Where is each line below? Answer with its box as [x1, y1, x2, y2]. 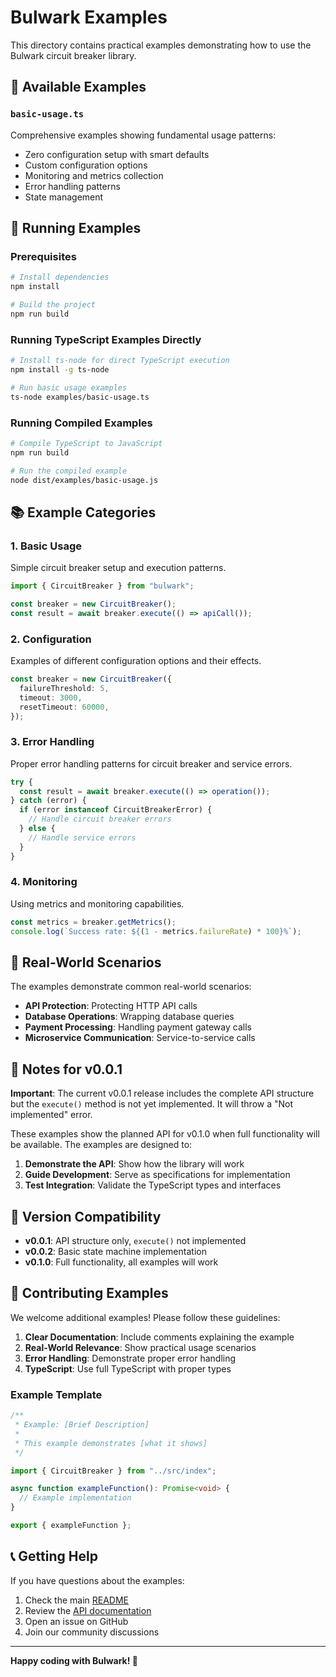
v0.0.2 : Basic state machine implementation [24, 1246, 207, 1258]
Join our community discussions [24, 1626, 160, 1638]
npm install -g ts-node [10, 364, 110, 375]
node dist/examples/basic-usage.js [10, 475, 159, 485]
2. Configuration [10, 632, 92, 646]
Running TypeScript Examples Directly [10, 332, 202, 346]
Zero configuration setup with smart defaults [24, 148, 210, 160]
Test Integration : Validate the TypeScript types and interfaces [24, 1179, 282, 1191]
